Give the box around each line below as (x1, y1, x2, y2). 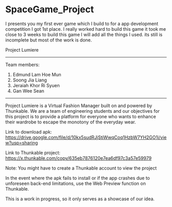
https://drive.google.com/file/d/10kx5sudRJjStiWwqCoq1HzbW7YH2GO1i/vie (5, 134, 167, 140)
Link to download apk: (5, 129, 52, 135)
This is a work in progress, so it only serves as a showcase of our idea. (5, 196, 155, 202)
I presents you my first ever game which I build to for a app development (5, 20, 159, 27)
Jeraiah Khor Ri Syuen (12, 82, 60, 88)
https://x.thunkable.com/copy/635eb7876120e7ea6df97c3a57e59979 (5, 155, 152, 161)
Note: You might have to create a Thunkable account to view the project (5, 165, 157, 171)
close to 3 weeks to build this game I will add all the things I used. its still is (5, 31, 163, 37)
